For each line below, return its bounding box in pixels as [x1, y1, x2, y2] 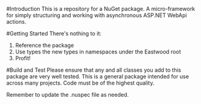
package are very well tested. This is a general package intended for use [6, 73, 189, 80]
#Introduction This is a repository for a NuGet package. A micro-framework [6, 5, 196, 12]
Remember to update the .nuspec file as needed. [6, 91, 129, 98]
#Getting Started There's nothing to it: [6, 30, 102, 37]
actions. [6, 18, 26, 25]
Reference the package [15, 42, 74, 49]
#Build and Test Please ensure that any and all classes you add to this [6, 66, 182, 74]
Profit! [15, 55, 31, 61]
